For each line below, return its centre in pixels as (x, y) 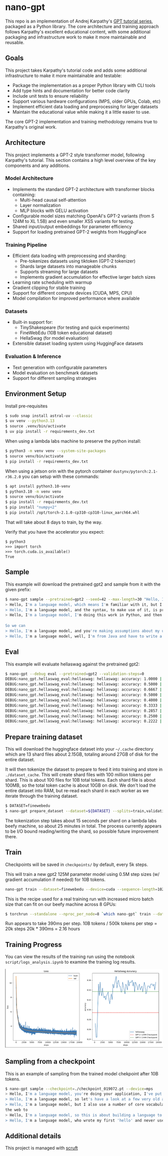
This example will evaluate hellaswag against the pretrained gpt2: (72, 664)
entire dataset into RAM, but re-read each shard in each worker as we (77, 791)
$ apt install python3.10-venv (38, 486)
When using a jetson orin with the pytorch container (58, 471)
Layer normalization (40, 205)
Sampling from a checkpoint (50, 1062)
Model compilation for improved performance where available (76, 298)
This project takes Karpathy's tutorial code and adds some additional (76, 70)
